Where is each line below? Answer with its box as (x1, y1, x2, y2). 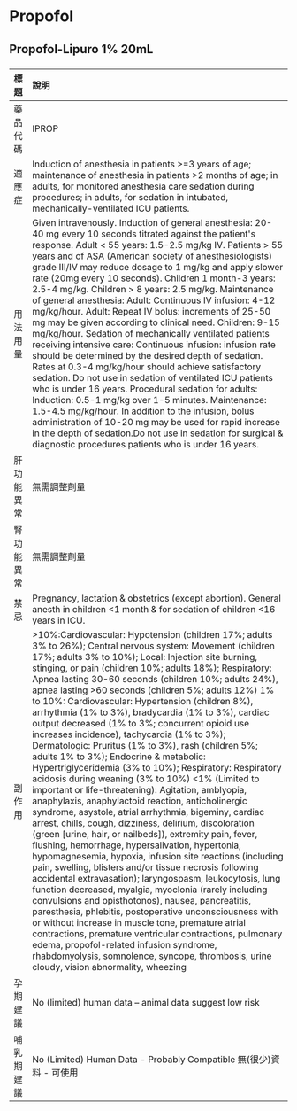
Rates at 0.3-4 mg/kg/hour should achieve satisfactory (32, 361, 262, 373)
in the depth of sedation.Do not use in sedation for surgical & (32, 427, 284, 439)
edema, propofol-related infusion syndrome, (32, 938, 217, 951)
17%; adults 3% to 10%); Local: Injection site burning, (32, 650, 258, 663)
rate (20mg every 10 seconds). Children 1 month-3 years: (32, 272, 276, 284)
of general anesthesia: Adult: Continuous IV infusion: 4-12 (32, 294, 276, 307)
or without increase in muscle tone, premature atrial (32, 916, 246, 928)
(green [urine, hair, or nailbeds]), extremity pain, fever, (32, 827, 258, 840)
